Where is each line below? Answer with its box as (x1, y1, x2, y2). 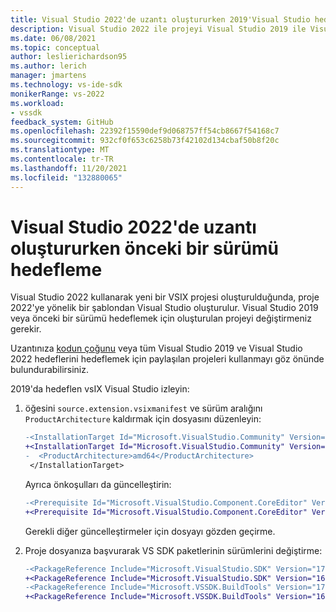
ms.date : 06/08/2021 (10, 33, 97, 43)
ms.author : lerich (10, 61, 87, 71)
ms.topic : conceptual (10, 42, 101, 53)
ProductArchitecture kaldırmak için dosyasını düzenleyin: (24, 413, 262, 425)
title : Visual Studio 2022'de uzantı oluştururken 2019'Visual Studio (10, 14, 311, 25)
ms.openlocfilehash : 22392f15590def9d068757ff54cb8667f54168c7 (10, 126, 280, 136)
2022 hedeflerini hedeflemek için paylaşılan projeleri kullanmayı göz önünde (10, 353, 325, 365)
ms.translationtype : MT (10, 145, 110, 155)
